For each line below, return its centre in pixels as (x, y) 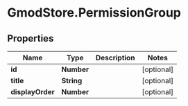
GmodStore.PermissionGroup (94, 13)
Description (115, 58)
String (72, 81)
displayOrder (33, 92)
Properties (31, 38)
